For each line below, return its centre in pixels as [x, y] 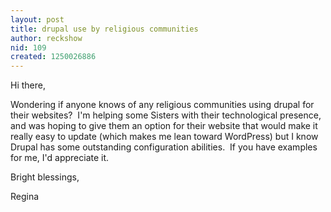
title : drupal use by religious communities [104, 29]
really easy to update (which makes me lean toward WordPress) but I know [164, 137]
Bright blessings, [45, 177]
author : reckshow [46, 38]
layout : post [37, 19]
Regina [25, 197]
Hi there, [28, 85]
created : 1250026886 [53, 57]
